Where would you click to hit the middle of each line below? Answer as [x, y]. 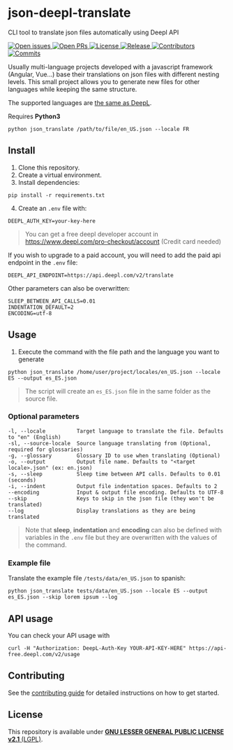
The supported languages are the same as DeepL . [80, 102]
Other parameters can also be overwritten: [69, 288]
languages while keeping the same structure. [73, 89]
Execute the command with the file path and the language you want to [119, 352]
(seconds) [22, 480]
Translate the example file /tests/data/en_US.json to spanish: [97, 578]
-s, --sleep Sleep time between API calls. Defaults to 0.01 [114, 474]
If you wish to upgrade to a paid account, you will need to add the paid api [114, 255]
